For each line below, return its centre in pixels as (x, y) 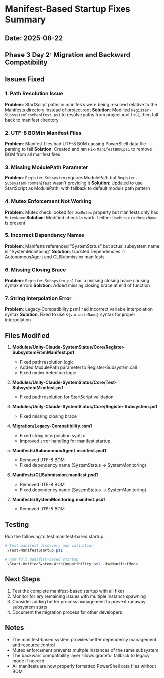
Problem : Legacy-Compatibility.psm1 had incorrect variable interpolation (79, 309)
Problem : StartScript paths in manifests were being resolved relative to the (81, 104)
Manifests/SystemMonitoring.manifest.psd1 (59, 500)
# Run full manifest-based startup (42, 559)
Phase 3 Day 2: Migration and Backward (68, 55)
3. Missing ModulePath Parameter (47, 167)
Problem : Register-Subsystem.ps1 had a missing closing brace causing (77, 281)
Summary (25, 20)
